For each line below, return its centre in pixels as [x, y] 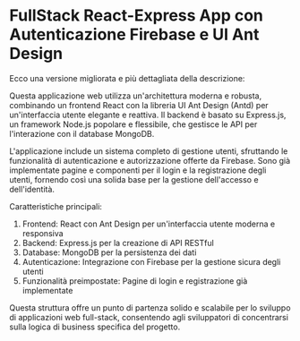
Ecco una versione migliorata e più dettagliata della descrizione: [127, 78]
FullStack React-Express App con [137, 16]
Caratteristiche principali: [56, 206]
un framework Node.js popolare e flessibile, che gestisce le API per [133, 124]
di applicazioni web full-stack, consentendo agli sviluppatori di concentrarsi [149, 317]
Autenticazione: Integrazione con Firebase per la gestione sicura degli [151, 261]
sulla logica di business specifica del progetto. [95, 327]
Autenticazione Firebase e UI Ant [134, 34]
